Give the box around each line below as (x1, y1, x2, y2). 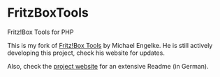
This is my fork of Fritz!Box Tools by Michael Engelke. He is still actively (7, 41, 213, 49)
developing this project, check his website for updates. (7, 49, 166, 57)
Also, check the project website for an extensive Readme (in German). (7, 62, 209, 70)
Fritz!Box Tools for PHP (7, 28, 74, 36)
